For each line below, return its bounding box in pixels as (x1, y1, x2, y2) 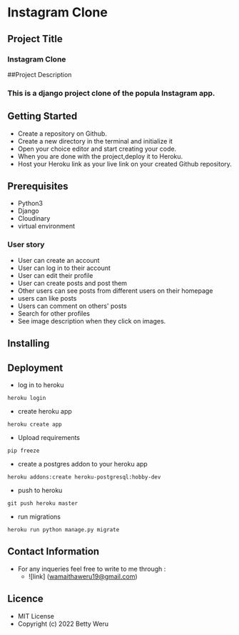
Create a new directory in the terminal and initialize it (17, 136, 173, 145)
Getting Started (7, 110, 78, 122)
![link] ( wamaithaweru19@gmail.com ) (28, 572, 138, 581)
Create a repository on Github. (17, 129, 107, 138)
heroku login (7, 394, 46, 401)
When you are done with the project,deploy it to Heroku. (17, 151, 183, 161)
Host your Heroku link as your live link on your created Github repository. (17, 159, 232, 168)
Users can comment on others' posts (17, 301, 127, 310)
